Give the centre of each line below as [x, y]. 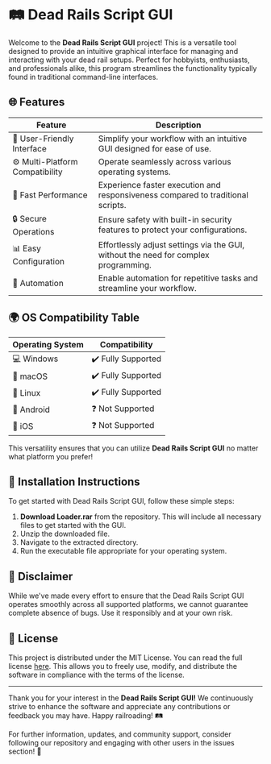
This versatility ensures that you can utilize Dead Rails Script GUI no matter [133, 448]
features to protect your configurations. [173, 230]
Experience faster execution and [160, 185]
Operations [33, 231]
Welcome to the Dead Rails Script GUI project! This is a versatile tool [122, 42]
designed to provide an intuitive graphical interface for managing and [123, 51]
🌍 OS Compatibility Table [74, 318]
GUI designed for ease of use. [155, 148]
